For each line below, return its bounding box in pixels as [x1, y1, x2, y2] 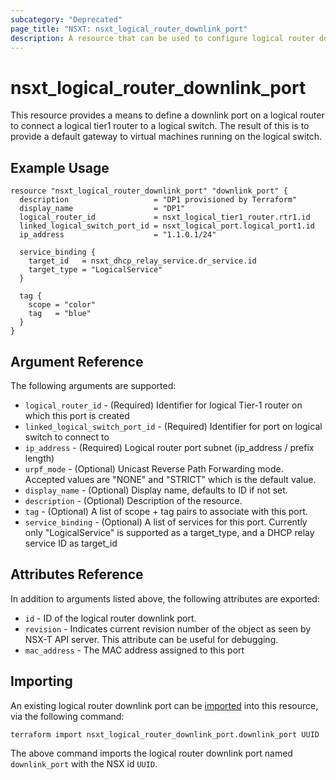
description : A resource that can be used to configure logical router [10, 33, 315, 43]
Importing [10, 673, 73, 690]
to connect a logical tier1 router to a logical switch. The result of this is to [10, 120, 310, 132]
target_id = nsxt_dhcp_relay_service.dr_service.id [28, 256, 257, 266]
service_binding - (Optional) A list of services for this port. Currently [24, 516, 308, 528]
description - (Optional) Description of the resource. [24, 494, 243, 506]
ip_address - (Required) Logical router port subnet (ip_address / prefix [24, 441, 315, 453]
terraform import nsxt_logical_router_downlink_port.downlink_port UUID [10, 729, 320, 740]
